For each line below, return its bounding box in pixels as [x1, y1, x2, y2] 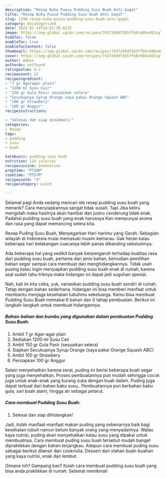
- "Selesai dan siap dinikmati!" [5, 117, 74, 122]
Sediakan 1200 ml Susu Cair [12, 336, 70, 342]
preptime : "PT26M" [5, 168, 43, 173]
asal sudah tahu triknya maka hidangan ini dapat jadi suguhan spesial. [5, 271, 147, 277]
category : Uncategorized [5, 21, 56, 26]
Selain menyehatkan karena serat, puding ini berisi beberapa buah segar [5, 367, 153, 373]
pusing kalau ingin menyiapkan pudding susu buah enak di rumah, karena [5, 266, 155, 272]
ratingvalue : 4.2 [5, 67, 41, 72]
